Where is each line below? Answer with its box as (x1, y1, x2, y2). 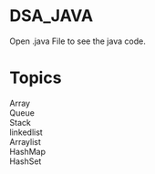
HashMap (9, 146, 46, 157)
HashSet (9, 156, 42, 167)
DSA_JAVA (9, 5, 94, 26)
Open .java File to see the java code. (9, 36, 146, 46)
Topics (9, 67, 62, 88)
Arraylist (9, 136, 41, 147)
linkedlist (9, 127, 43, 138)
